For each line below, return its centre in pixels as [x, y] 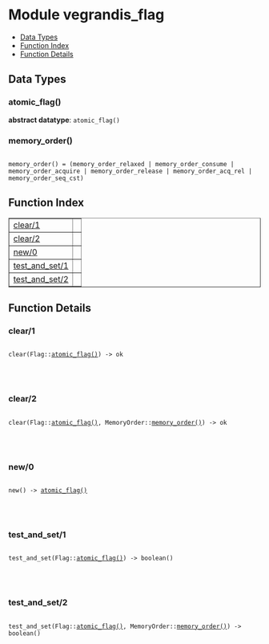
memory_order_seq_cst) [46, 178]
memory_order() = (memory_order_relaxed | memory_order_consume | [121, 164]
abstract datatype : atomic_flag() [64, 120]
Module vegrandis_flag [86, 15]
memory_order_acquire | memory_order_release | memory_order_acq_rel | [130, 171]
